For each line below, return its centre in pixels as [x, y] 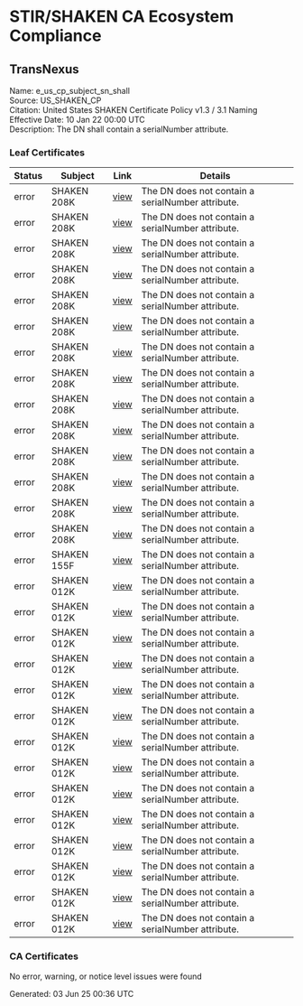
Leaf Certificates [47, 153]
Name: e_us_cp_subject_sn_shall [70, 91]
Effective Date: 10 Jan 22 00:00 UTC [78, 120]
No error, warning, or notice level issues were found [106, 976]
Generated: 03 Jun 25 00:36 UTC [72, 993]
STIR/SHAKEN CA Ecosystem [122, 17]
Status [28, 176]
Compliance [55, 36]
